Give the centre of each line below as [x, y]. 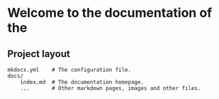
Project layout [39, 54]
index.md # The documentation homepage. [82, 82]
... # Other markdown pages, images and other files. [111, 88]
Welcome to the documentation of [110, 13]
